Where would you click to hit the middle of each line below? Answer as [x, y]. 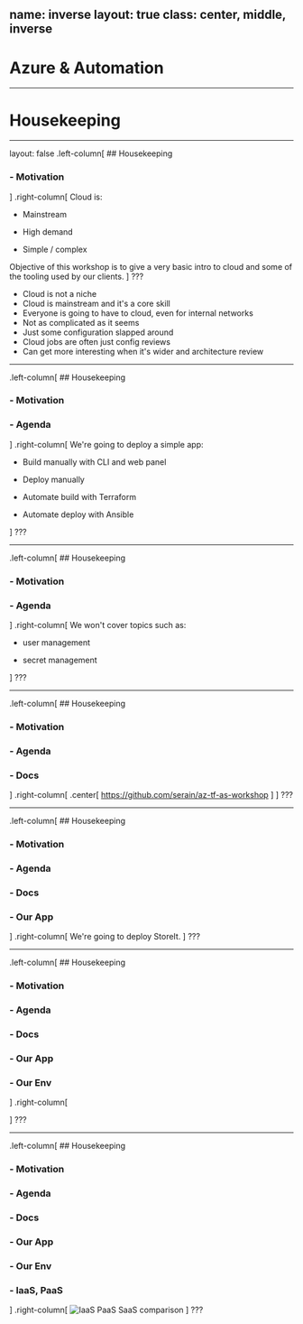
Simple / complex [55, 249]
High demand [48, 231]
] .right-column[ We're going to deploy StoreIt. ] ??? [105, 937]
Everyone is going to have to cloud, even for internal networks [138, 313]
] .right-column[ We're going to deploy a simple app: [107, 444]
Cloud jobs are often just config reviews [96, 341]
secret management [60, 660]
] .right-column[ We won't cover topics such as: [98, 625]
